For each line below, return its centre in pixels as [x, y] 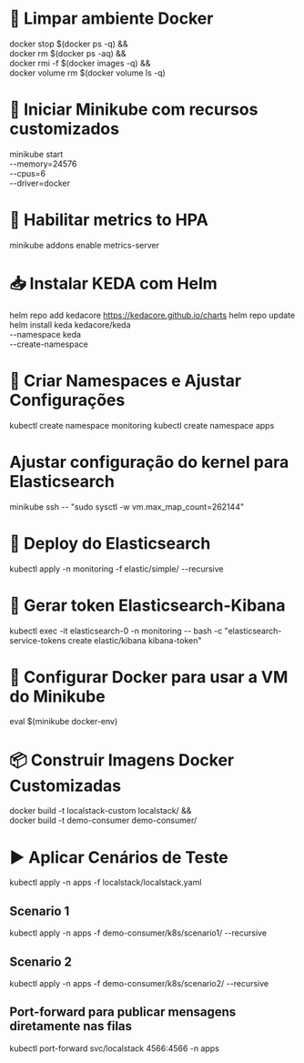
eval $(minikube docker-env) [64, 722]
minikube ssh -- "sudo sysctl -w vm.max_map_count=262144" [127, 506]
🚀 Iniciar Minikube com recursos [134, 110]
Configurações [67, 400]
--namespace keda [46, 334]
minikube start [36, 154]
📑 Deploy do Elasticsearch [110, 543]
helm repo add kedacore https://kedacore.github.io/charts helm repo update [152, 315]
